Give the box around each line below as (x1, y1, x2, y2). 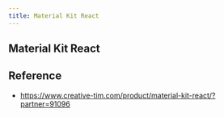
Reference (8, 69, 62, 83)
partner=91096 (19, 98, 70, 109)
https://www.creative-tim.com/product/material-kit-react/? (19, 90, 216, 100)
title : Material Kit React (8, 11, 99, 20)
